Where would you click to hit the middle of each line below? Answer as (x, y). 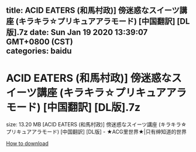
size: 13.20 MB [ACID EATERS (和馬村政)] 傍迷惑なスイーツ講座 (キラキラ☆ (96, 125)
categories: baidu (39, 51)
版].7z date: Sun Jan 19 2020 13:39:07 (77, 32)
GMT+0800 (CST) (39, 42)
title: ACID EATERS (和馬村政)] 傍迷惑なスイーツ (93, 11)
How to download (27, 144)
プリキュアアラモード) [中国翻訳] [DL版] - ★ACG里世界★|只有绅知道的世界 (97, 132)
